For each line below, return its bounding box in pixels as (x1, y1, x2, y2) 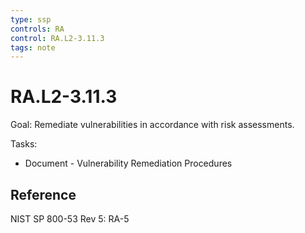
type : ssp (10, 14, 52, 25)
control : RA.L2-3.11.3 (10, 33, 105, 43)
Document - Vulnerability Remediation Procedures (24, 157, 233, 170)
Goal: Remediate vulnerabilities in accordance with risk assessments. (10, 119, 295, 131)
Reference (10, 186, 77, 203)
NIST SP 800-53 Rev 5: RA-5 (10, 213, 130, 225)
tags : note (10, 42, 56, 53)
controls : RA (10, 24, 65, 34)
